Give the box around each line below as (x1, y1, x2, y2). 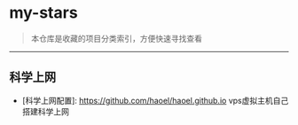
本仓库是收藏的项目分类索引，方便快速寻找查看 (30, 33, 202, 43)
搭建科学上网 (21, 105, 69, 117)
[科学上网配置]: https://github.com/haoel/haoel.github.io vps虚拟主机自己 (21, 95, 289, 105)
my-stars (9, 3, 78, 23)
